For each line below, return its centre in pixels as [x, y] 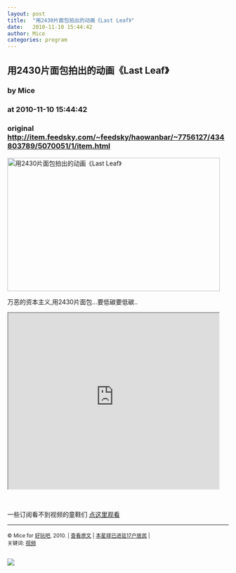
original [21, 129]
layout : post [26, 14]
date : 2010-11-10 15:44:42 [50, 27]
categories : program [38, 40]
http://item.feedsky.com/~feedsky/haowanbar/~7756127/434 [116, 137]
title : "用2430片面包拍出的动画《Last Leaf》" [71, 20]
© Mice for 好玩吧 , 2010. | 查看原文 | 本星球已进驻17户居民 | [79, 536]
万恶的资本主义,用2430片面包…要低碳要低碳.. [73, 302]
